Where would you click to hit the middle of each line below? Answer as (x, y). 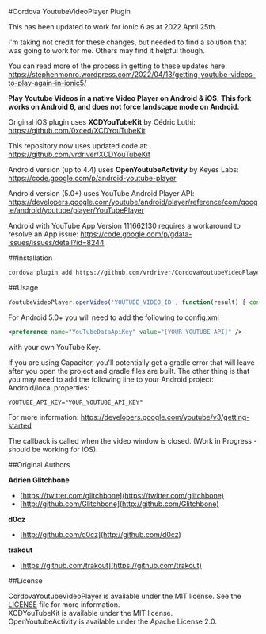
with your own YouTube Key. (55, 347)
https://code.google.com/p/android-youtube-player (92, 178)
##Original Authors (39, 464)
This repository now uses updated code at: (78, 146)
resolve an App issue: (44, 234)
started (20, 425)
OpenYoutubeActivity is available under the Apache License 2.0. (113, 621)
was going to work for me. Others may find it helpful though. (106, 50)
